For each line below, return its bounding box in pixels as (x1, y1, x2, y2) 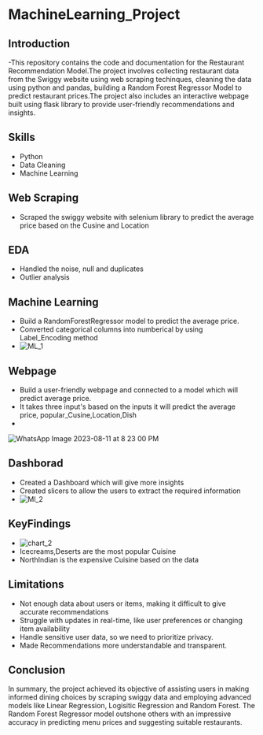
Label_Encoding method (19, 333, 98, 343)
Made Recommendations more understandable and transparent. (19, 640, 228, 650)
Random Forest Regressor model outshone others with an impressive (8, 709, 232, 718)
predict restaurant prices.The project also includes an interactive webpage (8, 91, 250, 100)
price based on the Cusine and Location (19, 221, 149, 230)
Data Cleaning (19, 160, 66, 169)
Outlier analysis (19, 273, 71, 282)
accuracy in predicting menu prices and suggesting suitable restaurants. (8, 718, 243, 727)
